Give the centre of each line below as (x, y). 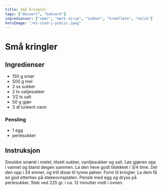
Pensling (16, 120)
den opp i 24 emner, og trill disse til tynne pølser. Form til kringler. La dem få (81, 173)
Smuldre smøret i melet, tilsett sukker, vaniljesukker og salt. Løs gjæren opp (81, 162)
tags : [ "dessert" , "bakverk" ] (36, 14)
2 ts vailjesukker (28, 92)
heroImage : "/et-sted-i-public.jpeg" (43, 23)
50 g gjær (22, 102)
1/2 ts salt (22, 97)
